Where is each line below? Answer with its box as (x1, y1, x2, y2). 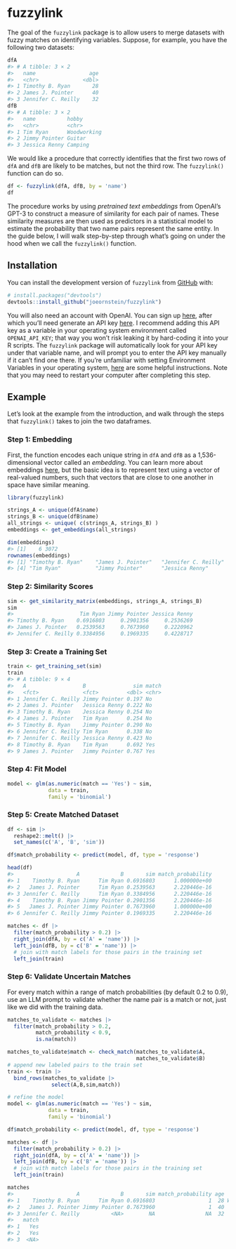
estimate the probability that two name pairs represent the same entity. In (7, 224, 220, 232)
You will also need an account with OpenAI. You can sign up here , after (7, 311, 213, 319)
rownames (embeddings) (7, 552, 71, 559)
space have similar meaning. (7, 480, 90, 489)
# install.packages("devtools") (7, 291, 102, 299)
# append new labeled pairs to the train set (7, 1062, 143, 1069)
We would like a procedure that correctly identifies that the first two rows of (7, 154, 226, 163)
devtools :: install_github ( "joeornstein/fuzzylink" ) (7, 298, 162, 305)
